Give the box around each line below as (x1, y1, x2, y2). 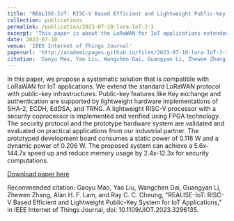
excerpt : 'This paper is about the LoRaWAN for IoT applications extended (7, 29, 229, 37)
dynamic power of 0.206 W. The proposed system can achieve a (7, 141, 193, 150)
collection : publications (7, 17, 82, 24)
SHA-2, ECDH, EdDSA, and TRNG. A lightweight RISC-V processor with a (7, 104, 217, 112)
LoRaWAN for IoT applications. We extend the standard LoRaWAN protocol (7, 82, 221, 91)
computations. (7, 156, 49, 165)
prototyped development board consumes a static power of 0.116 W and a (7, 134, 219, 142)
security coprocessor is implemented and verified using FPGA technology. (7, 112, 221, 120)
